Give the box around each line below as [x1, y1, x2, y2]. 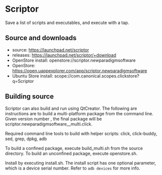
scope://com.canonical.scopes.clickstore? [54, 73, 140, 79]
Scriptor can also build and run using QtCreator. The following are [5, 105, 138, 111]
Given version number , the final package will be [5, 116, 102, 122]
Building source [5, 92, 54, 101]
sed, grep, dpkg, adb [5, 136, 47, 142]
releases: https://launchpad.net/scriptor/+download [12, 52, 116, 58]
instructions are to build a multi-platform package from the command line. [5, 110, 154, 116]
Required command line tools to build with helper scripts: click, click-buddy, [5, 130, 158, 136]
